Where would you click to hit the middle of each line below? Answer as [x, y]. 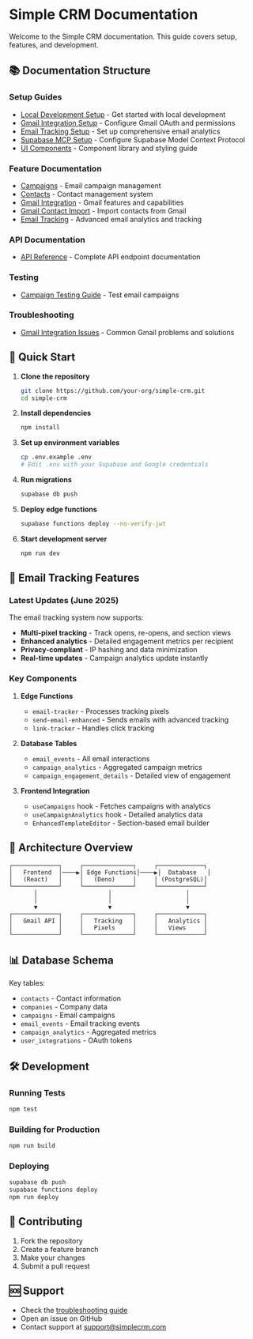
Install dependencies [56, 413]
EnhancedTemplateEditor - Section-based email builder [121, 823]
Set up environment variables [70, 443]
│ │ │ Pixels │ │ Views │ [108, 928]
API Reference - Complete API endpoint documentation [110, 257]
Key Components [43, 679]
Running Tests [37, 1092]
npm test [23, 1109]
